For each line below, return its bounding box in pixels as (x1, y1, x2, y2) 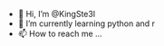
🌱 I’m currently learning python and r (17, 18, 156, 29)
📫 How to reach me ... (17, 28, 102, 39)
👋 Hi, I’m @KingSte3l (17, 9, 96, 19)
